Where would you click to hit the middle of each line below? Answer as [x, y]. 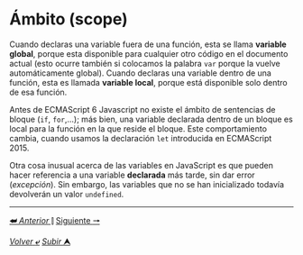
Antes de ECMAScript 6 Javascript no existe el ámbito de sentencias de [143, 109]
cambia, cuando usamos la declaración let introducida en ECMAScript [141, 138]
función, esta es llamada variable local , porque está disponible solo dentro [148, 82]
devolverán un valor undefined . [67, 194]
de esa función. [38, 92]
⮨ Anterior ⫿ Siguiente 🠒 [55, 220]
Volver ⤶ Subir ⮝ [40, 241]
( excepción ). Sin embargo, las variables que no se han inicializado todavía [147, 184]
